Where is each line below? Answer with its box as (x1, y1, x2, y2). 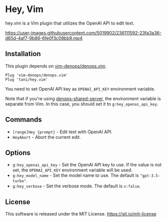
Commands (5, 115, 42, 124)
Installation (5, 50, 41, 58)
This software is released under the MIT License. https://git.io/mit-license (5, 211, 156, 217)
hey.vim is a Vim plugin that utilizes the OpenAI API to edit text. (5, 20, 134, 26)
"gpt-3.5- (139, 173, 160, 178)
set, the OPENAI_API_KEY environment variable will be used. (12, 167, 132, 173)
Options (5, 148, 31, 157)
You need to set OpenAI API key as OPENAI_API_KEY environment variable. (5, 86, 155, 92)
